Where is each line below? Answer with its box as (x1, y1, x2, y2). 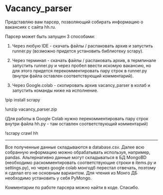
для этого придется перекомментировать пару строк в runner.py (12, 67, 147, 73)
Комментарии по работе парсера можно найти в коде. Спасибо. (5, 184, 139, 190)
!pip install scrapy (5, 97, 40, 102)
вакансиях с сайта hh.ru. (5, 24, 56, 30)
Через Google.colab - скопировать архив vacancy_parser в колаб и (12, 82, 150, 88)
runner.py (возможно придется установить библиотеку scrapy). (12, 48, 144, 54)
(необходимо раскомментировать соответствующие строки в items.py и (5, 160, 157, 165)
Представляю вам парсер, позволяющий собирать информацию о (5, 19, 144, 25)
